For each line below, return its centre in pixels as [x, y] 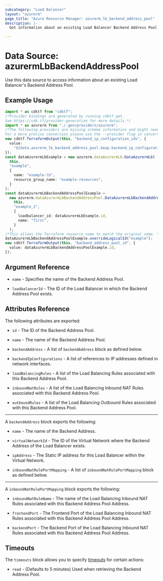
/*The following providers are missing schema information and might [77, 130]
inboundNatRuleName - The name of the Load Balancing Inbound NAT [80, 498]
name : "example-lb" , [34, 175]
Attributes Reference [37, 309]
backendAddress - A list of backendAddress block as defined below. [77, 349]
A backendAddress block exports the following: [51, 422]
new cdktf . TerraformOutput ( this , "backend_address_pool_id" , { [70, 243]
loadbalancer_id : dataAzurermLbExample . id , [63, 216]
